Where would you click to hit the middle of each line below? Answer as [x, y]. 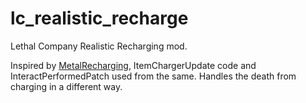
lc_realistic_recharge [99, 18]
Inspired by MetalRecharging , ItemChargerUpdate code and [133, 65]
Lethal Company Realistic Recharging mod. [99, 46]
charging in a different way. [66, 86]
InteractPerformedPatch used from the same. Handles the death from [153, 76]
